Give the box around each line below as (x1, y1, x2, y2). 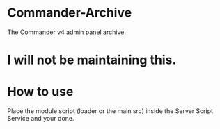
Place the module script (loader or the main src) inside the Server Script (7, 107, 214, 115)
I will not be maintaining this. (7, 52, 177, 68)
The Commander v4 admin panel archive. (7, 28, 127, 36)
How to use (7, 84, 74, 100)
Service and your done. (7, 114, 74, 123)
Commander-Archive (7, 5, 132, 21)
